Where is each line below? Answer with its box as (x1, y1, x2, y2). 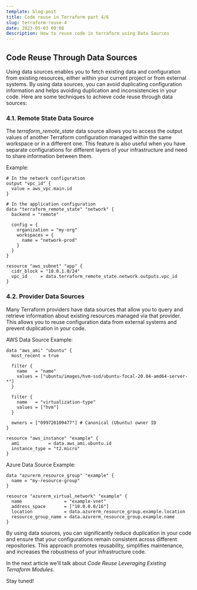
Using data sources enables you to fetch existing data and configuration (6, 68, 181, 75)
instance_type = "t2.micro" (11, 445, 81, 451)
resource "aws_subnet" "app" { (6, 263, 83, 269)
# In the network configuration (6, 175, 85, 182)
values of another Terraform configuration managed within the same (6, 134, 172, 141)
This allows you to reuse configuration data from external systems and (6, 318, 177, 325)
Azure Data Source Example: (6, 461, 76, 468)
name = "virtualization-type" (16, 399, 96, 405)
